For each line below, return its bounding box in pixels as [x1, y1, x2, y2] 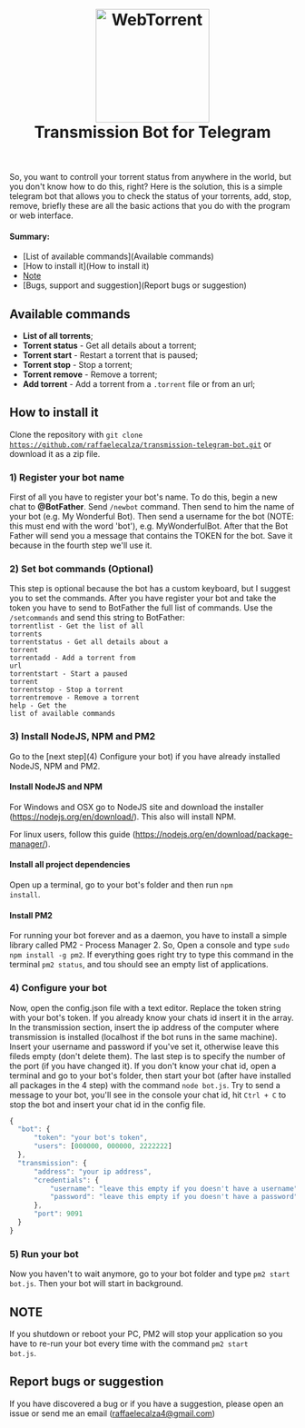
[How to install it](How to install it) [22, 261, 150, 272]
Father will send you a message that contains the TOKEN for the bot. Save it [9, 531, 293, 541]
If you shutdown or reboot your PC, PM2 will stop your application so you [9, 1328, 283, 1339]
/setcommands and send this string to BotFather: [9, 612, 185, 623]
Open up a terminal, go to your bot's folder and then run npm [9, 879, 233, 890]
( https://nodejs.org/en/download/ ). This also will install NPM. [9, 811, 237, 822]
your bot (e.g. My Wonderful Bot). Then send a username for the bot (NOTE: [9, 511, 295, 522]
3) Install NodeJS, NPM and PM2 [9, 730, 156, 743]
